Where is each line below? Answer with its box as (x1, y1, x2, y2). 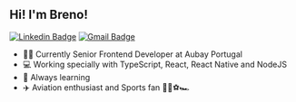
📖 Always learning (22, 71, 91, 82)
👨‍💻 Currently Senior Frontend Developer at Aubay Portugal (22, 49, 243, 60)
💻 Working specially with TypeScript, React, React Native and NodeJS (22, 59, 288, 70)
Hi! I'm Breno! (9, 7, 89, 23)
